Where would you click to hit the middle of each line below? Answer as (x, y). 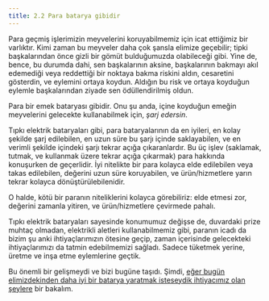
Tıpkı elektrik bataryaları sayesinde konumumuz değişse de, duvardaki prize (134, 221)
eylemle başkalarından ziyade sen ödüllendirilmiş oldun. (101, 90)
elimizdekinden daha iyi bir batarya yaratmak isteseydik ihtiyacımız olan (127, 280)
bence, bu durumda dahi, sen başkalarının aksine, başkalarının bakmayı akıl (134, 65)
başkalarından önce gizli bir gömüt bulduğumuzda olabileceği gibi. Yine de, (133, 56)
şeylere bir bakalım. (41, 288)
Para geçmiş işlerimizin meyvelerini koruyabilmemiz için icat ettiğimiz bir (128, 39)
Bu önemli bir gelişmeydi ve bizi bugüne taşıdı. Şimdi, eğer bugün (117, 271)
